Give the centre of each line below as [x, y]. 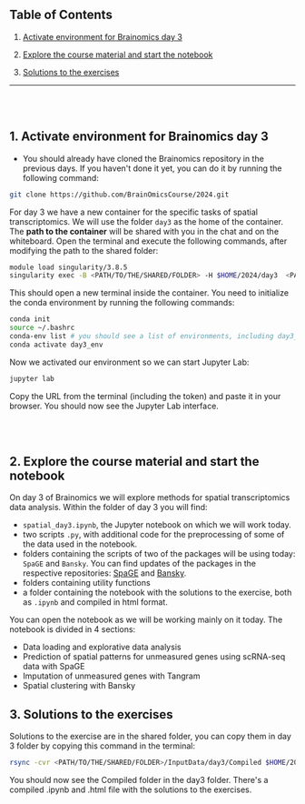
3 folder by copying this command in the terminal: [102, 746]
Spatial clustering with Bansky [79, 686]
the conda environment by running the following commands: [122, 303]
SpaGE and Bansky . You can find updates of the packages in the [139, 564]
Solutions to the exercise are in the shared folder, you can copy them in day [151, 737]
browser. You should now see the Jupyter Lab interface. [114, 406]
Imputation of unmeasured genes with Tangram [111, 676]
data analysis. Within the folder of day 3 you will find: [108, 508]
